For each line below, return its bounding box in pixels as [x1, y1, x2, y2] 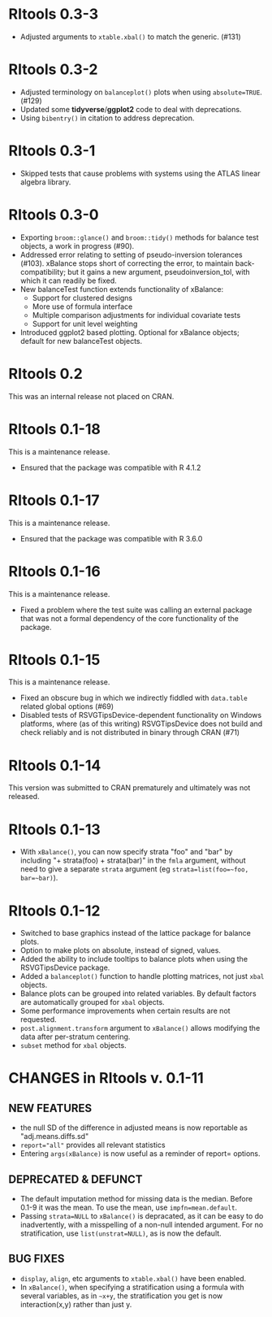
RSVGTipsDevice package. [19, 963, 110, 972]
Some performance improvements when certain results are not [19, 1006, 231, 1016]
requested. [19, 1015, 57, 1024]
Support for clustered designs [32, 293, 132, 302]
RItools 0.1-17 [8, 491, 100, 509]
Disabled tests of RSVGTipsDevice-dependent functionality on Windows [19, 711, 262, 720]
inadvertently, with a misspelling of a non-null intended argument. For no [19, 1220, 264, 1230]
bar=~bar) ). [19, 873, 58, 883]
